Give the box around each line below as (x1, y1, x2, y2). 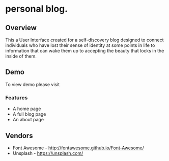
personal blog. (5, 3, 68, 15)
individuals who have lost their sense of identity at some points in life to (5, 42, 155, 48)
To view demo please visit (5, 81, 60, 87)
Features (5, 94, 28, 101)
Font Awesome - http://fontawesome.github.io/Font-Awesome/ (12, 145, 144, 151)
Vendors (5, 131, 33, 140)
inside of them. (5, 53, 37, 59)
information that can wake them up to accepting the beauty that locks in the (5, 48, 164, 53)
